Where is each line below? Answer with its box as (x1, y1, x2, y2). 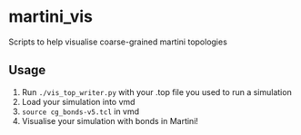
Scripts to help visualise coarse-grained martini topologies (8, 36, 228, 47)
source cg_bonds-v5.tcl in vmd (21, 106, 140, 117)
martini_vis (8, 6, 93, 27)
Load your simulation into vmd (21, 96, 135, 107)
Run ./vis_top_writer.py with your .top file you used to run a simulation (21, 86, 292, 97)
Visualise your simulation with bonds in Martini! (21, 115, 199, 126)
